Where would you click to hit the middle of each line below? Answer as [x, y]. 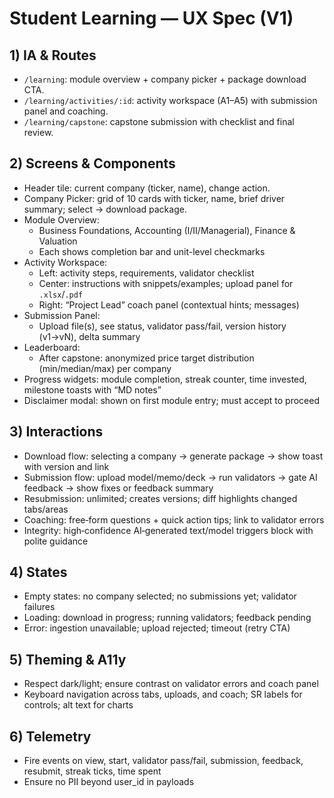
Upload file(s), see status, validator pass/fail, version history [162, 326]
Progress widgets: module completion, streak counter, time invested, [165, 379]
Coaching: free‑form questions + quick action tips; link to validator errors [174, 519]
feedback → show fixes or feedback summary [118, 488]
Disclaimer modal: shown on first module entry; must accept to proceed [172, 400]
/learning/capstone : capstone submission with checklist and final [159, 121]
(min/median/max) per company [105, 368]
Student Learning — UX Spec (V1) [151, 18]
